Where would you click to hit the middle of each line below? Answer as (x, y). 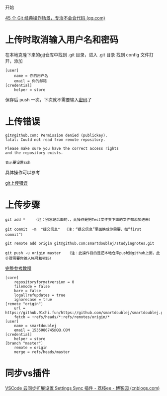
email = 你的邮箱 (31, 81)
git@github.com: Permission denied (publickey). (56, 135)
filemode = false (32, 286)
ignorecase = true (33, 299)
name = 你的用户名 (31, 76)
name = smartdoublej (35, 326)
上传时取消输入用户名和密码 (62, 40)
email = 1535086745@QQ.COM (42, 330)
